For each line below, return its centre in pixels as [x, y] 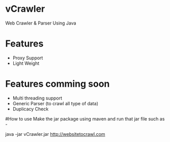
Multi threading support [37, 98]
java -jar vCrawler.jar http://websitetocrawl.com [55, 134]
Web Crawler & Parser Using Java [41, 23]
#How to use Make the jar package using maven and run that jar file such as [85, 119]
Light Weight [26, 63]
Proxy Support [28, 58]
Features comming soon [58, 84]
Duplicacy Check [31, 109]
